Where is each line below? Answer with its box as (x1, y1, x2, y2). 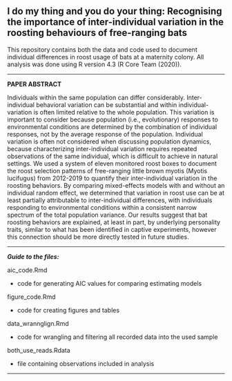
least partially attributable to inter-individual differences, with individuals (7, 196, 213, 204)
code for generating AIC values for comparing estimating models (17, 279, 202, 287)
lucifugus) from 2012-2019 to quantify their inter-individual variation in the (7, 174, 217, 182)
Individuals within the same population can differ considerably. (7, 93, 185, 101)
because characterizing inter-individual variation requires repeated (7, 144, 197, 153)
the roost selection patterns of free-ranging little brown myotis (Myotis (7, 166, 208, 175)
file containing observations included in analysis (17, 359, 155, 368)
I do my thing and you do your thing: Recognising (7, 6, 222, 17)
